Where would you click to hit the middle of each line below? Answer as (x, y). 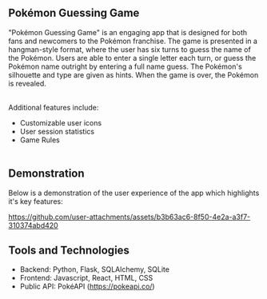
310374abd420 (33, 225)
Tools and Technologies (69, 251)
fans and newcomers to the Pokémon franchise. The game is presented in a (133, 41)
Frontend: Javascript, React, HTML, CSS (86, 278)
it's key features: (36, 201)
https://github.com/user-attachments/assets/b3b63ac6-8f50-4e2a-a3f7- (130, 217)
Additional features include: (54, 107)
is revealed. (27, 83)
